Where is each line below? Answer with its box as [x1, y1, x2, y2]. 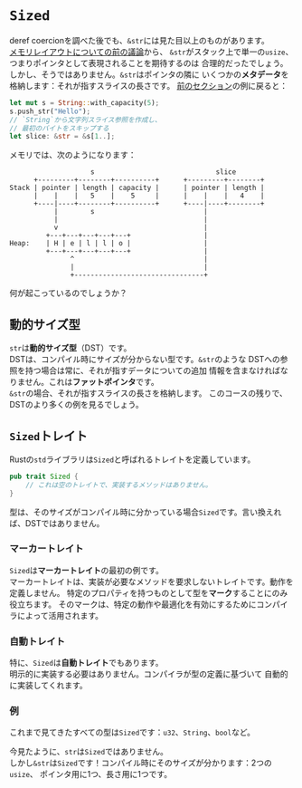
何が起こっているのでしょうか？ [9, 288, 128, 299]
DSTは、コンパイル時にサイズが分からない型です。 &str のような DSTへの [9, 354, 280, 365]
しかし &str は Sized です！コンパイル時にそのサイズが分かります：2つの [9, 757, 273, 768]
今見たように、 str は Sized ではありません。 [9, 746, 169, 757]
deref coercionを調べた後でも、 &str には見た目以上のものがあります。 [9, 34, 269, 45]
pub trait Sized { [9, 472, 79, 481]
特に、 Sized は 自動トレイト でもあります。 [9, 658, 164, 668]
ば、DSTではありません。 [9, 517, 105, 528]
